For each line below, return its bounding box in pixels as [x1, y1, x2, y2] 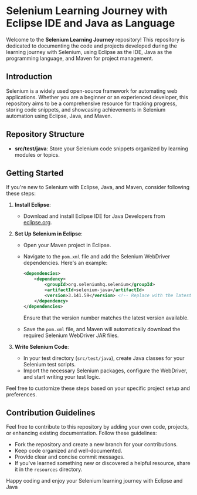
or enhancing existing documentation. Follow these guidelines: [6, 430, 157, 437]
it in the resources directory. [14, 466, 83, 473]
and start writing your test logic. [23, 373, 101, 380]
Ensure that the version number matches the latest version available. [23, 314, 189, 321]
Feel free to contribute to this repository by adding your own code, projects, [6, 423, 189, 430]
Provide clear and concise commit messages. [14, 453, 125, 460]
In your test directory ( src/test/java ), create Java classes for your [23, 354, 185, 362]
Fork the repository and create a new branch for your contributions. [14, 441, 178, 448]
